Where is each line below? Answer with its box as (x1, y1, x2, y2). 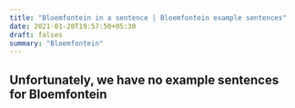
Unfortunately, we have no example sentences (9, 72, 280, 87)
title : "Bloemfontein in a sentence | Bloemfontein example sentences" (9, 13, 287, 23)
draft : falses (9, 30, 64, 39)
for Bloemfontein (9, 86, 107, 102)
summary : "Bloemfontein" (9, 38, 104, 48)
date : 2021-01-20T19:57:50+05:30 (9, 22, 137, 31)
